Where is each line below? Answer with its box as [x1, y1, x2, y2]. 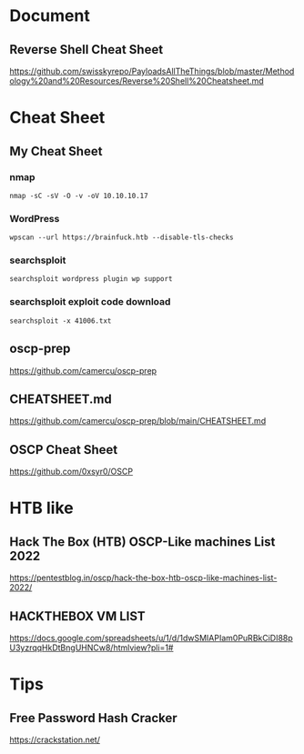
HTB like [9, 498, 75, 518]
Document [9, 5, 91, 26]
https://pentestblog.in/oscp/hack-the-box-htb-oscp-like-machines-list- [9, 572, 278, 583]
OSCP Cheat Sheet [9, 442, 118, 457]
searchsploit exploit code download [9, 296, 171, 308]
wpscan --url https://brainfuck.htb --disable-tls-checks [9, 233, 234, 242]
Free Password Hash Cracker [9, 710, 177, 726]
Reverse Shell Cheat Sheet [9, 42, 164, 57]
